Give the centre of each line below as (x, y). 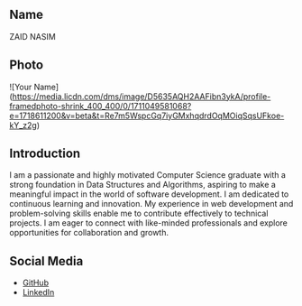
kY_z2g (23, 125)
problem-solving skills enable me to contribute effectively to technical (139, 213)
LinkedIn (38, 292)
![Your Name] (34, 87)
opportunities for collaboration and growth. (89, 233)
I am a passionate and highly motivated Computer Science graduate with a (148, 175)
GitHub (36, 283)
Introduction (45, 154)
